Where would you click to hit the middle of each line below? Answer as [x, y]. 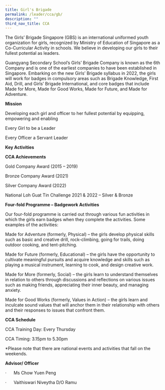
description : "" [22, 19]
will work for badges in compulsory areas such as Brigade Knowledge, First [82, 78]
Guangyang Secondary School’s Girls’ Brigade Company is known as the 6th [83, 63]
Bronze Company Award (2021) [37, 176]
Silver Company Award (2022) [36, 186]
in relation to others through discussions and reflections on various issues [80, 280]
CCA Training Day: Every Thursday [40, 329]
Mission [14, 104]
